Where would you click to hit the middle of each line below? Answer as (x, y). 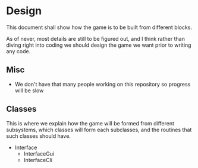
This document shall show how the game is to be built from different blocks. (99, 27)
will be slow (29, 91)
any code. (18, 51)
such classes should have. (39, 136)
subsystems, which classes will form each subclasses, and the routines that (99, 130)
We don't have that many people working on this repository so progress (103, 84)
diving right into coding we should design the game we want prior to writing (99, 45)
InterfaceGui (39, 154)
